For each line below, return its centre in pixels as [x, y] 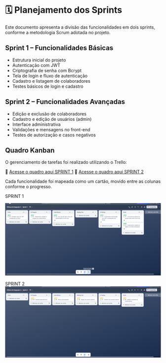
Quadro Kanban [30, 150]
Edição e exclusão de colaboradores [49, 114]
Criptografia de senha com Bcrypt [47, 70]
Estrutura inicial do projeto [39, 60]
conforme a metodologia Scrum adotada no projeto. [58, 32]
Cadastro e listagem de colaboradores [51, 81]
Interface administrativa [36, 124]
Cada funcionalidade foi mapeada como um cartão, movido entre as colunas [83, 181]
